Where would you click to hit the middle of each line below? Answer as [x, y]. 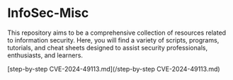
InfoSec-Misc [48, 13]
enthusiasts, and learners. [45, 55]
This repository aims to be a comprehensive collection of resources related [117, 33]
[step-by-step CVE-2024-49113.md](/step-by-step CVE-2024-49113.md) [114, 69]
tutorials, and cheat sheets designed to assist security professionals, [107, 47]
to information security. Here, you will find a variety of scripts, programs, [113, 40]
